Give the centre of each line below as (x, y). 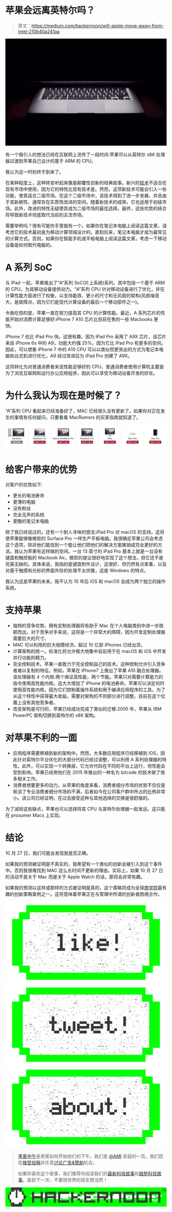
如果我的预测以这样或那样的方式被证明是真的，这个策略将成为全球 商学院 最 (84, 888)
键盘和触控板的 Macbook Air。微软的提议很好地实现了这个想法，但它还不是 (84, 558)
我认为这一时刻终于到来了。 (35, 172)
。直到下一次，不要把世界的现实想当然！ (65, 1180)
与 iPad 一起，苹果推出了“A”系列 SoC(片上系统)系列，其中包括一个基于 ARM (85, 282)
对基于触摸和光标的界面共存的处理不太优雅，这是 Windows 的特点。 (77, 571)
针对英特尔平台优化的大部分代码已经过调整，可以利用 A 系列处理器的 (90, 760)
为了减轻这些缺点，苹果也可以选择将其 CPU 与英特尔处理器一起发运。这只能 (85, 809)
